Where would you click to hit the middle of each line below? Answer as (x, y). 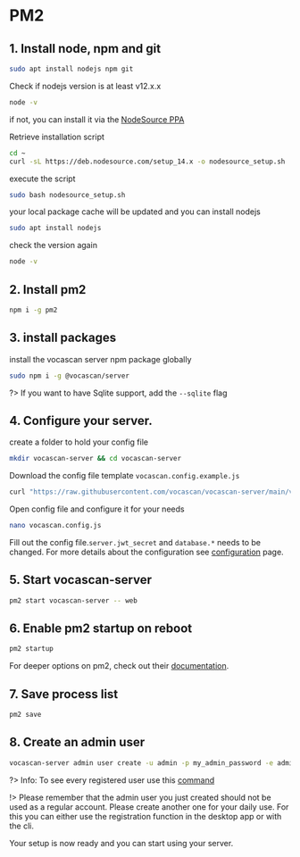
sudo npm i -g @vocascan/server (69, 376)
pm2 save (25, 715)
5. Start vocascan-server (80, 580)
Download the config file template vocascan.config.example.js (125, 476)
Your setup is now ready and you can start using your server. (121, 843)
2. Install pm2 (48, 290)
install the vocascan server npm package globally (100, 359)
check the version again (54, 245)
